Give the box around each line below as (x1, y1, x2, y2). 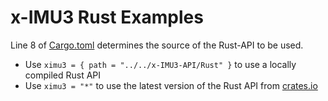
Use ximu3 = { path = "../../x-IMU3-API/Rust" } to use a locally (24, 58, 297, 70)
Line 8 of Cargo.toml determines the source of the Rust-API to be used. (10, 39, 304, 51)
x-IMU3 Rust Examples (10, 6, 204, 29)
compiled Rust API (24, 69, 102, 81)
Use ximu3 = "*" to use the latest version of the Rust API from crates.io (24, 79, 318, 91)
